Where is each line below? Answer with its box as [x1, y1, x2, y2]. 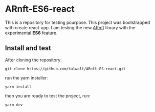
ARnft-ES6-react [5, 3, 75, 15]
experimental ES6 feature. [5, 30, 58, 36]
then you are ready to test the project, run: [5, 93, 90, 98]
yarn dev [5, 102, 23, 107]
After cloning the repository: [5, 57, 62, 63]
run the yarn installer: [5, 75, 48, 81]
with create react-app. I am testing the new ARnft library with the [5, 24, 135, 30]
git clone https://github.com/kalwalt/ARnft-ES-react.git [5, 66, 126, 71]
